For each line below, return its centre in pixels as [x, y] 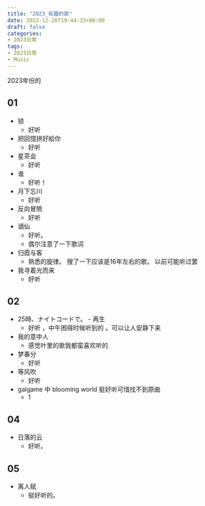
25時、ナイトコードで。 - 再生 [61, 319]
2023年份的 [24, 80]
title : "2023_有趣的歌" [40, 14]
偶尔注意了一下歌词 [56, 244]
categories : [25, 33]
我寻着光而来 [36, 270]
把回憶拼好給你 [39, 138]
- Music [19, 60]
